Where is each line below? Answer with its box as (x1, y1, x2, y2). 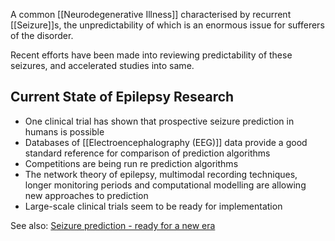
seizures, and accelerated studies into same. (10, 60, 195, 71)
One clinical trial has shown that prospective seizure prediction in (24, 115, 295, 127)
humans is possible (24, 125, 105, 138)
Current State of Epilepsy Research (10, 89, 235, 106)
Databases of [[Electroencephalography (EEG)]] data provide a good (24, 136, 308, 148)
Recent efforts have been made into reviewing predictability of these (10, 49, 293, 61)
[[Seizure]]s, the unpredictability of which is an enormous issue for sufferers (10, 19, 325, 31)
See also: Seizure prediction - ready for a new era (10, 219, 216, 231)
